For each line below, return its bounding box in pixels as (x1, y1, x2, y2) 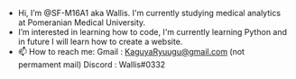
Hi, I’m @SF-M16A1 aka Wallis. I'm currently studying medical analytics (17, 8, 282, 18)
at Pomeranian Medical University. (17, 17, 146, 28)
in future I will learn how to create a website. (17, 36, 183, 47)
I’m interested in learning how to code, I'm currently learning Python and (17, 27, 287, 37)
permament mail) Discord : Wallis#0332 (17, 59, 166, 70)
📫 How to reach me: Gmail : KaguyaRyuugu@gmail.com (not (17, 47, 245, 57)
